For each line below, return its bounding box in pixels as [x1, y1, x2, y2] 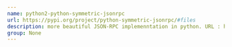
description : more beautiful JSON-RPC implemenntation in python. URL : [7, 23, 221, 30]
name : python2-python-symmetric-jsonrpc [7, 10, 126, 17]
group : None [7, 29, 41, 37]
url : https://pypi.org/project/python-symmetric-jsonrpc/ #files [7, 17, 196, 23]
